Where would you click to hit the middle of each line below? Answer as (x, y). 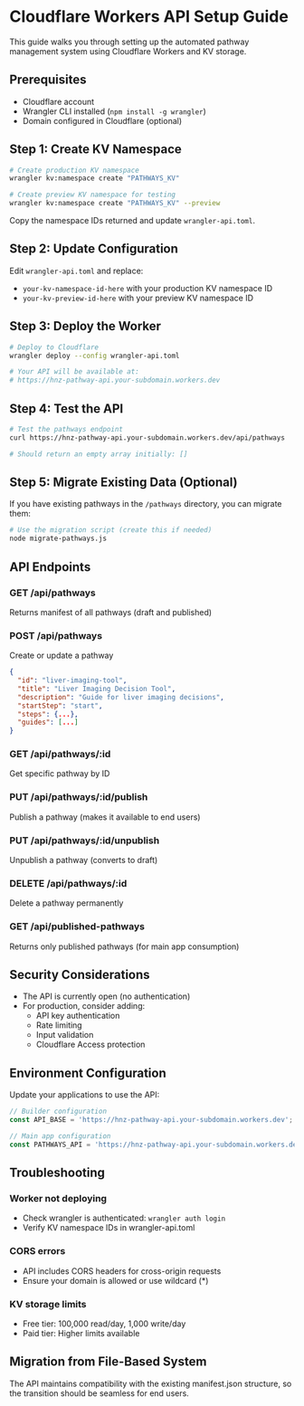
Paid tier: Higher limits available (81, 1334)
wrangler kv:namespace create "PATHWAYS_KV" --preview (115, 204)
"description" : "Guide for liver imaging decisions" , (121, 697)
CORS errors (38, 1251)
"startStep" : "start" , (60, 706)
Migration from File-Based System (108, 1362)
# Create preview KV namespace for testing (93, 195)
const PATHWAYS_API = (50, 1145)
